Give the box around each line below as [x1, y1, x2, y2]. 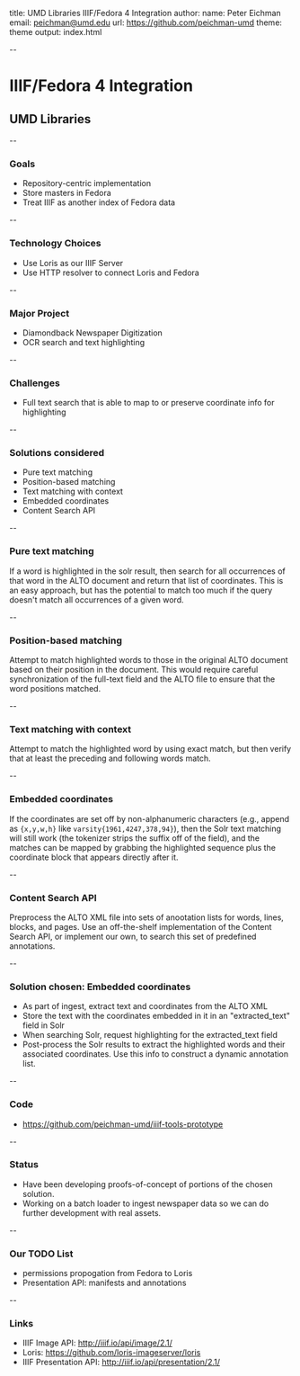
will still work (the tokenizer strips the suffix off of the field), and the [9, 832, 260, 844]
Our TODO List [9, 1247, 74, 1260]
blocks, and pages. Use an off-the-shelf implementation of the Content [9, 921, 272, 932]
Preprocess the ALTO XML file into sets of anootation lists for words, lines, [9, 912, 285, 923]
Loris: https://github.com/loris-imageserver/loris [22, 1347, 201, 1358]
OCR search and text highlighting [22, 336, 146, 347]
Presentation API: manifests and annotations [22, 1277, 187, 1289]
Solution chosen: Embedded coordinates [9, 980, 191, 993]
